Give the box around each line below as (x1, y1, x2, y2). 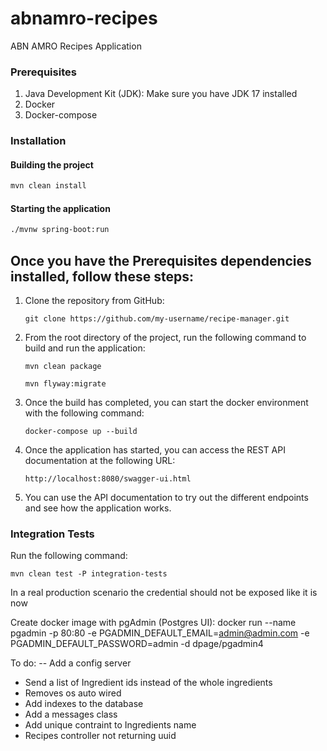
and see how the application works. (24, 502, 172, 514)
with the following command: (24, 407, 145, 419)
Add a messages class (24, 708, 118, 721)
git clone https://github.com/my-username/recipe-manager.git (24, 314, 290, 324)
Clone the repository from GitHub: (24, 295, 165, 307)
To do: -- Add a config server (10, 657, 132, 669)
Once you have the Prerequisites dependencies (10, 252, 312, 269)
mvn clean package (24, 362, 102, 372)
